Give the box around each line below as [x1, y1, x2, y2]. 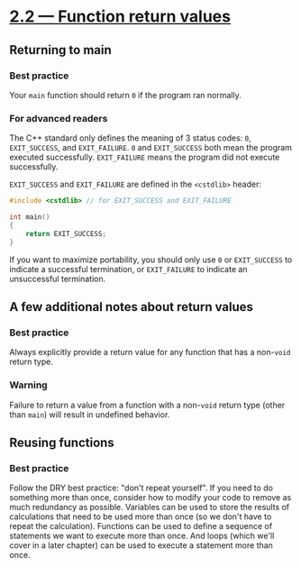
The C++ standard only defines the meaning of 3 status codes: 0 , [9, 133, 251, 143]
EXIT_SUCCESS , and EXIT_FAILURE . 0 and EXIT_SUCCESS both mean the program [9, 142, 293, 153]
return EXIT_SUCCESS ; [25, 229, 106, 238]
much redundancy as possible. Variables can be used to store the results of [9, 502, 290, 513]
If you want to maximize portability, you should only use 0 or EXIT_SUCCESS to [9, 254, 293, 265]
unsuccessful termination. [9, 273, 106, 284]
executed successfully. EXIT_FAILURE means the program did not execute [9, 151, 280, 163]
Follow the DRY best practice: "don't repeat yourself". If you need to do [9, 482, 273, 493]
